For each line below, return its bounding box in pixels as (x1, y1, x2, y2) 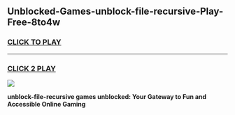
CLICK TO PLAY (7, 38, 62, 47)
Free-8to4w (7, 17, 61, 29)
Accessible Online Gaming (7, 100, 86, 108)
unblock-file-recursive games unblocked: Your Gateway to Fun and (7, 92, 207, 100)
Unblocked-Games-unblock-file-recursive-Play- (7, 6, 224, 17)
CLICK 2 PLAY (7, 63, 56, 73)
